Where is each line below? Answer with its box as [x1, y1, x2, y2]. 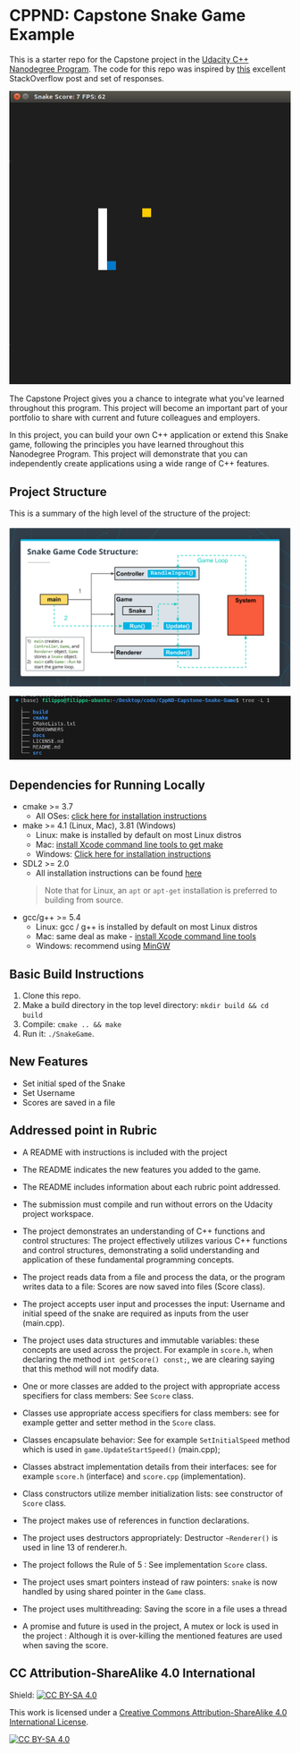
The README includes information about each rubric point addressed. [21, 1181, 281, 1192]
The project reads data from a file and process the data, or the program [21, 1271, 286, 1282]
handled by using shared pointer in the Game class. [21, 1586, 206, 1596]
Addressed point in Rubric [9, 1123, 158, 1138]
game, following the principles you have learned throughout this [9, 440, 245, 450]
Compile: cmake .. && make [21, 1019, 122, 1030]
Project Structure [9, 484, 107, 500]
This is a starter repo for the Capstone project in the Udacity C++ [9, 54, 249, 64]
